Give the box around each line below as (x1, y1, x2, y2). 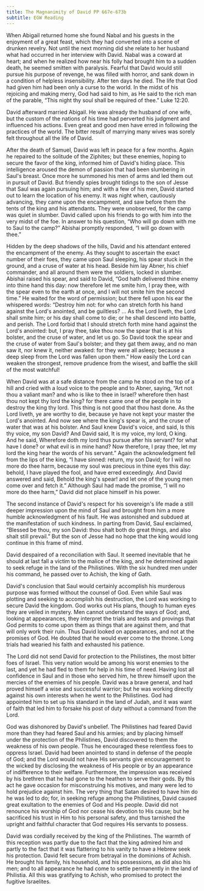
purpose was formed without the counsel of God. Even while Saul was (6, 588, 183, 596)
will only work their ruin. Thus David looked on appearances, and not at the (6, 627, 195, 635)
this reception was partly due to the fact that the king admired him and (6, 838, 183, 846)
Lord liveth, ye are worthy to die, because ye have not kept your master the (6, 410, 195, 418)
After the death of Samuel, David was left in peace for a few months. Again (6, 146, 194, 153)
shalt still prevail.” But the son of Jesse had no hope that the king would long (6, 533, 199, 540)
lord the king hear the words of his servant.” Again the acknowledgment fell (6, 449, 196, 456)
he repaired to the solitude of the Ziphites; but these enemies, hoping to (6, 152, 187, 160)
